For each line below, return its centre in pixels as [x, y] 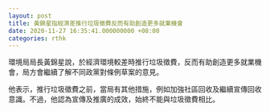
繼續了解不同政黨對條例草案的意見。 [103, 72]
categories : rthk [37, 38]
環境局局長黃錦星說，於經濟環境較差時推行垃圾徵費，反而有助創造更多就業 [131, 62]
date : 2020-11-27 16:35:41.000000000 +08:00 [84, 31]
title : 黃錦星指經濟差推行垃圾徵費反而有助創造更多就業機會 [96, 23]
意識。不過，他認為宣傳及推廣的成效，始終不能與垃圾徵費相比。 [114, 99]
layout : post [30, 16]
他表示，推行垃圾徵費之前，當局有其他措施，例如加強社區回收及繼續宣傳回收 [135, 89]
